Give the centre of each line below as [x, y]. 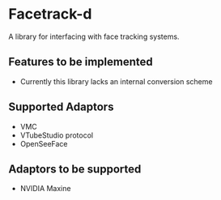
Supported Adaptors [61, 107]
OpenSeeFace [44, 143]
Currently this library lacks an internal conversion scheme [116, 81]
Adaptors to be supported [75, 169]
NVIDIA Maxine [45, 189]
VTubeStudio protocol [57, 135]
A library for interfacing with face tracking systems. [94, 36]
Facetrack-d [50, 14]
